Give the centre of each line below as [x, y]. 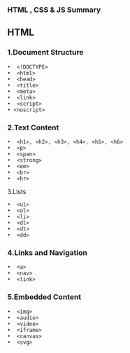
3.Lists [17, 191]
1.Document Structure [45, 53]
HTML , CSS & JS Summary [54, 10]
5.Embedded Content [44, 297]
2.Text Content [33, 127]
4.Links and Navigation [47, 252]
